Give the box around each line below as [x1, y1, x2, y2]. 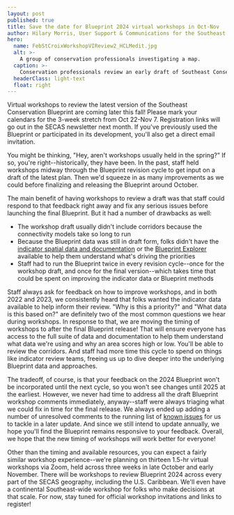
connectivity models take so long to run [17, 230, 131, 238]
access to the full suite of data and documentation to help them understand [7, 332, 224, 341]
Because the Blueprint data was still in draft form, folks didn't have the [17, 238, 219, 246]
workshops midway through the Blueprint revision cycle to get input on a [7, 166, 216, 174]
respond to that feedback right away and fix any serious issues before [7, 201, 209, 210]
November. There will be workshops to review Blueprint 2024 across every [7, 470, 222, 479]
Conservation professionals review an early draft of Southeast [19, 68, 210, 75]
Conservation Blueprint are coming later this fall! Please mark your [7, 108, 198, 116]
